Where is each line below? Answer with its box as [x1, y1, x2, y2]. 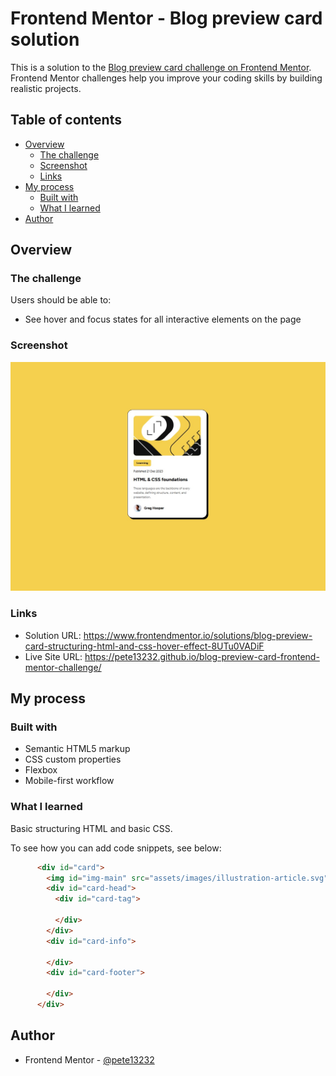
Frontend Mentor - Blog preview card [10, 7, 323, 30]
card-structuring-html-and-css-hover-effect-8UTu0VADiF [24, 640, 265, 652]
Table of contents [10, 112, 122, 129]
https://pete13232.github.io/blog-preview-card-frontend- [84, 650, 320, 662]
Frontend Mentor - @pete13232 [24, 1053, 155, 1066]
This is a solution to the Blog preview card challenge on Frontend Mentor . [10, 61, 312, 73]
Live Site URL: [24, 650, 83, 662]
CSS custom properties [24, 753, 122, 766]
